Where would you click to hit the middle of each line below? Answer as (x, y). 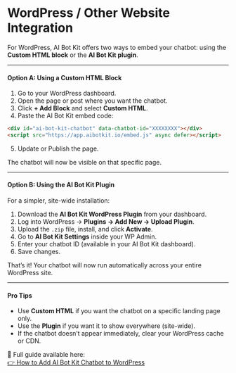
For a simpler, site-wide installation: (59, 201)
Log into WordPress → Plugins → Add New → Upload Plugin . (106, 222)
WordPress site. (30, 273)
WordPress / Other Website (89, 13)
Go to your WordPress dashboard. (67, 94)
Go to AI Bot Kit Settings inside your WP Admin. (87, 236)
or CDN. (29, 341)
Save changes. (39, 252)
